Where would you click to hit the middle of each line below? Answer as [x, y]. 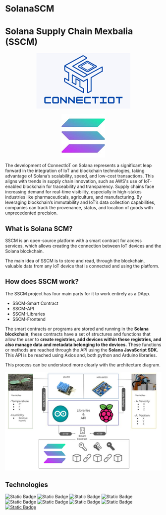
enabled [13, 186]
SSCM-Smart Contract [35, 303]
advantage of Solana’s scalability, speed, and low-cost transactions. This [80, 176]
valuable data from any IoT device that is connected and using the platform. [82, 266]
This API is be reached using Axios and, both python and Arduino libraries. [81, 355]
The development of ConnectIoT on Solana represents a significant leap [79, 166]
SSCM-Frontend [29, 319]
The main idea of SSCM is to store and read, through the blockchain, [75, 260]
